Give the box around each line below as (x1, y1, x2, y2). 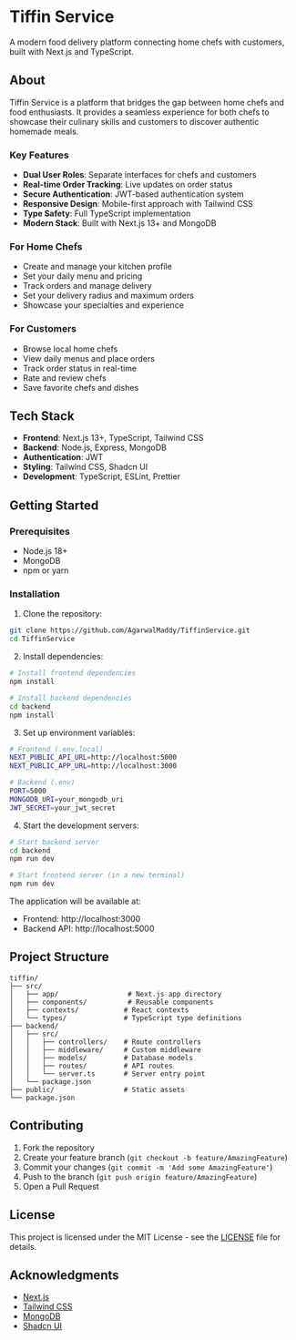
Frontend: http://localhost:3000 (22, 914, 141, 925)
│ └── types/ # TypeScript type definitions (9, 1013, 243, 1022)
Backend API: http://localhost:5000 (22, 923, 155, 935)
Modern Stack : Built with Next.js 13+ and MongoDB (22, 218, 217, 229)
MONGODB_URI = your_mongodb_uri (9, 794, 125, 803)
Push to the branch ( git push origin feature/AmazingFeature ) (22, 1171, 258, 1181)
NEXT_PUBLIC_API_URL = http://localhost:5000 (9, 753, 178, 762)
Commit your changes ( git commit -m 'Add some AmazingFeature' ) (22, 1161, 273, 1172)
